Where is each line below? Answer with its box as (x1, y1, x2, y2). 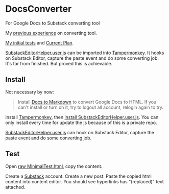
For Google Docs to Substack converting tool (5, 20, 100, 26)
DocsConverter (5, 3, 72, 15)
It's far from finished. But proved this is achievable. (5, 60, 113, 66)
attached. (5, 184, 26, 190)
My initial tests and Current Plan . (5, 39, 74, 46)
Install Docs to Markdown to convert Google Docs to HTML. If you (17, 99, 157, 105)
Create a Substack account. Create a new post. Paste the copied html (5, 173, 152, 179)
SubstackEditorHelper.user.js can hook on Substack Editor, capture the (5, 129, 155, 135)
